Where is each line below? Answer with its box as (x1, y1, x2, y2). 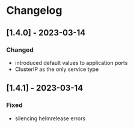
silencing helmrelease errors (14, 115, 86, 122)
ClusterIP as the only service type (14, 66, 99, 73)
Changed (6, 46, 34, 54)
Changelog (6, 4, 62, 17)
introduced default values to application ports (14, 59, 128, 66)
